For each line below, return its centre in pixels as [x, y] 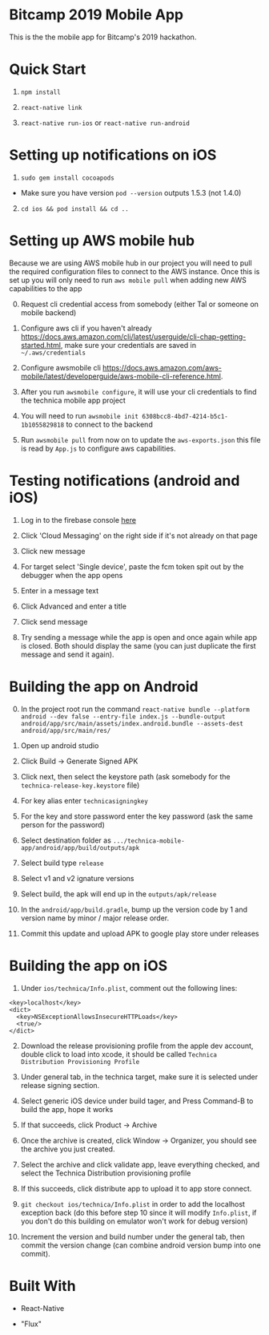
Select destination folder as [66, 840]
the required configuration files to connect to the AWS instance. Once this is [134, 271]
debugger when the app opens [72, 575]
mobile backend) [48, 312]
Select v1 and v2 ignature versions [77, 878]
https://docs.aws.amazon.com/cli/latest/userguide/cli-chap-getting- [133, 336]
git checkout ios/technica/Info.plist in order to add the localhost [132, 1204]
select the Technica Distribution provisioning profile [106, 1173]
